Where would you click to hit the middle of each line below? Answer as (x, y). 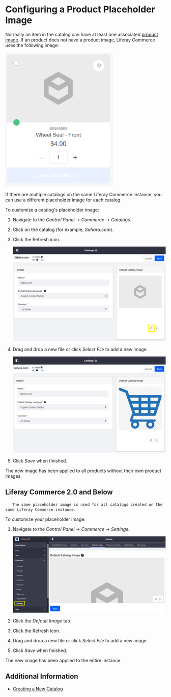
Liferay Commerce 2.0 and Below (59, 492)
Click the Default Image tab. (42, 621)
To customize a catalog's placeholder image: (52, 210)
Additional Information (42, 676)
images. (13, 476)
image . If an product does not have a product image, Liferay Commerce (80, 40)
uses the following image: (32, 45)
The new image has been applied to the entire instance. (64, 660)
